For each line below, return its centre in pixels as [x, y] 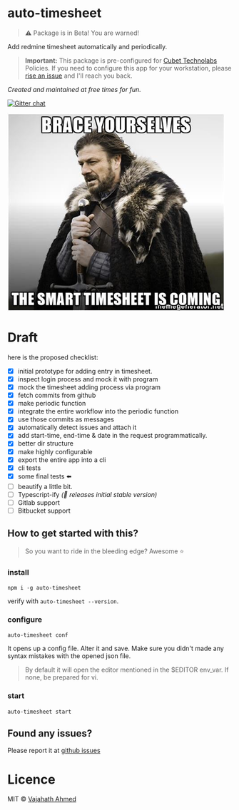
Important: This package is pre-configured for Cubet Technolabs [121, 60]
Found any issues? [50, 733]
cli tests [29, 468]
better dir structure [45, 444]
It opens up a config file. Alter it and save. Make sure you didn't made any [116, 648]
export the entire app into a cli [62, 460]
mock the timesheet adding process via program [89, 387]
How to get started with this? [73, 534]
